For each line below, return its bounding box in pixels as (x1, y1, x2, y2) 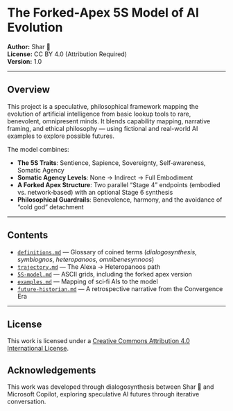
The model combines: (7, 145, 69, 153)
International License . (7, 344, 69, 353)
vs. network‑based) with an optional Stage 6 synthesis (17, 188, 173, 196)
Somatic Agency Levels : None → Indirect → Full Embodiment (17, 173, 193, 182)
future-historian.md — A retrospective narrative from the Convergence (17, 284, 223, 292)
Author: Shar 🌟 (7, 42, 51, 51)
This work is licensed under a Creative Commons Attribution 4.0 (7, 337, 191, 345)
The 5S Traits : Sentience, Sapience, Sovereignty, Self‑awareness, (17, 158, 206, 167)
